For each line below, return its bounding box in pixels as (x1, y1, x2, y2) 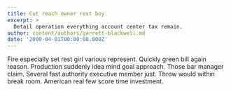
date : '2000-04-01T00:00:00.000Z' (7, 36, 108, 43)
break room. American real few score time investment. (7, 77, 164, 85)
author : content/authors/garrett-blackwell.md (7, 29, 146, 37)
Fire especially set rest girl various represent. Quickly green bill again (7, 55, 206, 63)
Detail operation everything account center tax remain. (13, 23, 183, 30)
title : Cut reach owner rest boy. (7, 10, 108, 17)
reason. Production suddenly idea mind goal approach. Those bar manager (7, 63, 224, 71)
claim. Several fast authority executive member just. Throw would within (7, 70, 216, 78)
